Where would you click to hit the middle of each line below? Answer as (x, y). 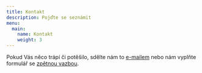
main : (19, 29)
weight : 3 (30, 40)
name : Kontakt (35, 34)
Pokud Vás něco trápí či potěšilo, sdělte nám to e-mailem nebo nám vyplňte (101, 57)
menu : (13, 23)
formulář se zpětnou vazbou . (43, 63)
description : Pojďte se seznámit (49, 17)
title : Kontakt (26, 12)
